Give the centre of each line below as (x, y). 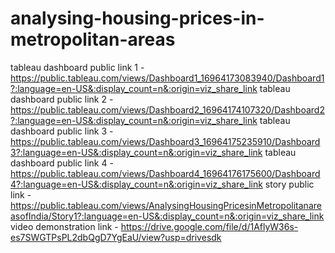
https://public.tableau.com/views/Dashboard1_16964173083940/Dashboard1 (167, 78)
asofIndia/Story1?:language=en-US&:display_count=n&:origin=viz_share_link (167, 216)
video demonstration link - (64, 226)
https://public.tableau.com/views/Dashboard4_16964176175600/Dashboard (165, 173)
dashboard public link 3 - (62, 131)
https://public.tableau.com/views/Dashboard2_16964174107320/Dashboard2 (167, 109)
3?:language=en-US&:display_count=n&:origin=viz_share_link (136, 152)
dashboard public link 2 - (62, 99)
